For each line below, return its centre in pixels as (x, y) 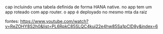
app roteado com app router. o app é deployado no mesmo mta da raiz (76, 12)
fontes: (12, 21)
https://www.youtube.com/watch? (54, 21)
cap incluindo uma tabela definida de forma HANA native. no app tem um (79, 7)
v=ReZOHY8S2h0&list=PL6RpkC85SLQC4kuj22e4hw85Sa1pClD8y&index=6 (81, 26)
